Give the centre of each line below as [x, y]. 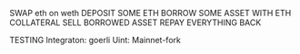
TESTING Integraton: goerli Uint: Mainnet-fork [95, 40]
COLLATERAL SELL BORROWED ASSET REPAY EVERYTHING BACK [135, 22]
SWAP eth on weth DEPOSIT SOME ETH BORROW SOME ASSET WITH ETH [150, 13]
